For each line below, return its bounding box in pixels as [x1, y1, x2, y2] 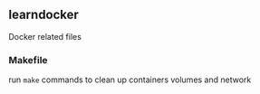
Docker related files [8, 31, 82, 42]
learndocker [8, 7, 79, 23]
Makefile [8, 53, 48, 66]
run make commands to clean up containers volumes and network [8, 74, 252, 85]
